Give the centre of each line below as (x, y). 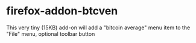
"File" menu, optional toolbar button (51, 33)
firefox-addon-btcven (62, 11)
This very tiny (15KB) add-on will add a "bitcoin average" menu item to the (98, 27)
